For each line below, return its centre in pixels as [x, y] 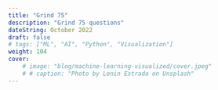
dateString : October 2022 [50, 30]
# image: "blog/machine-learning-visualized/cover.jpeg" [117, 67]
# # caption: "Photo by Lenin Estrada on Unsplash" [108, 74]
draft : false [29, 37]
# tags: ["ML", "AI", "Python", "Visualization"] [91, 45]
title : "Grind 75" [38, 15]
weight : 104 [27, 52]
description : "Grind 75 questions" [66, 23]
